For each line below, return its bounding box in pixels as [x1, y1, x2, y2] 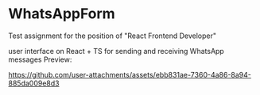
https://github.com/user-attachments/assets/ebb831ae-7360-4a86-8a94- [8, 70, 252, 79]
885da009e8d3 [8, 78, 60, 88]
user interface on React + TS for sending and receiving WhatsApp [8, 46, 224, 55]
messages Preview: [8, 55, 72, 64]
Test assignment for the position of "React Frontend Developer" [8, 31, 217, 40]
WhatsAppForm [8, 5, 115, 23]
